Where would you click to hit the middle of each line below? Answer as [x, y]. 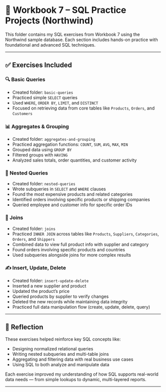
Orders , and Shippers [34, 239]
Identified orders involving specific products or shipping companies [81, 200]
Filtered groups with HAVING [40, 155]
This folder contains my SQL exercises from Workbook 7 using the [72, 34]
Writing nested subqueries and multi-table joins [61, 354]
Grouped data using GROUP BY [42, 149]
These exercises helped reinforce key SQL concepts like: [63, 339]
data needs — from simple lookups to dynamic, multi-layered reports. [76, 379]
